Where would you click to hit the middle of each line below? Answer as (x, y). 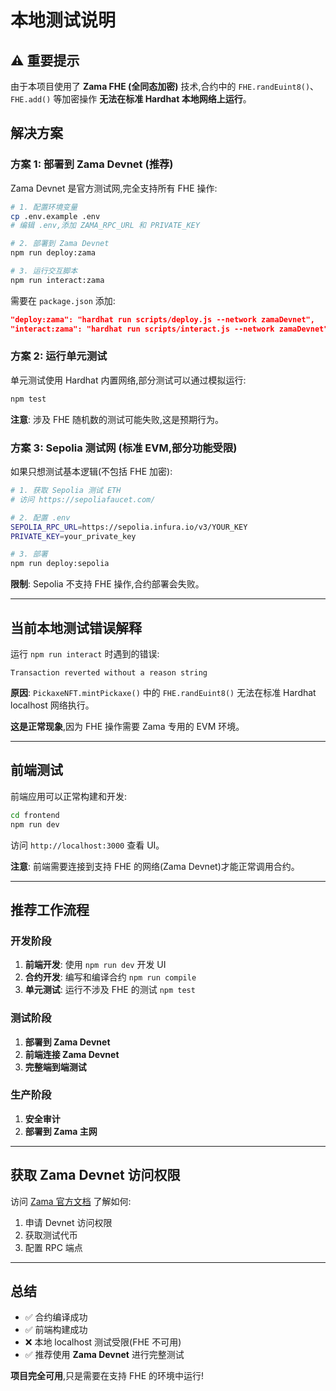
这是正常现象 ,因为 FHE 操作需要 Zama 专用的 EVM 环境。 (127, 726)
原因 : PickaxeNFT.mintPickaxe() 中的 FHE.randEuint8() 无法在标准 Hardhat (163, 692)
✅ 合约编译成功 (56, 1317)
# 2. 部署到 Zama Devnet (60, 244)
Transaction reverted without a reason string (109, 672)
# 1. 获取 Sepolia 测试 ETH (66, 491)
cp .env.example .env (55, 216)
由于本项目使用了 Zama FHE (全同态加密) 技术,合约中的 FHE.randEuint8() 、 (165, 86)
